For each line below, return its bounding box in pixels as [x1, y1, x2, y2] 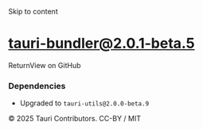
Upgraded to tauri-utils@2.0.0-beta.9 [19, 98, 150, 108]
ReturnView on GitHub [8, 60, 81, 70]
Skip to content [8, 7, 58, 16]
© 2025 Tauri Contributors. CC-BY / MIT [8, 114, 142, 124]
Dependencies [8, 80, 66, 91]
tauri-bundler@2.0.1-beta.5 [8, 35, 195, 52]
